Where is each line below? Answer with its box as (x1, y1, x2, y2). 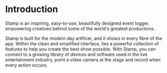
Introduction (5, 4, 58, 15)
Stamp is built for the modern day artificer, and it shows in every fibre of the (5, 35, 162, 41)
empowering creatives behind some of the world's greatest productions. (5, 25, 155, 31)
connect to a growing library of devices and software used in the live (5, 51, 147, 57)
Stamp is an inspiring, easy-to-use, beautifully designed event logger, (5, 20, 150, 26)
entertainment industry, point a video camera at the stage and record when (5, 56, 161, 62)
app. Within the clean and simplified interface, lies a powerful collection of (5, 40, 159, 46)
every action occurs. (5, 62, 48, 68)
